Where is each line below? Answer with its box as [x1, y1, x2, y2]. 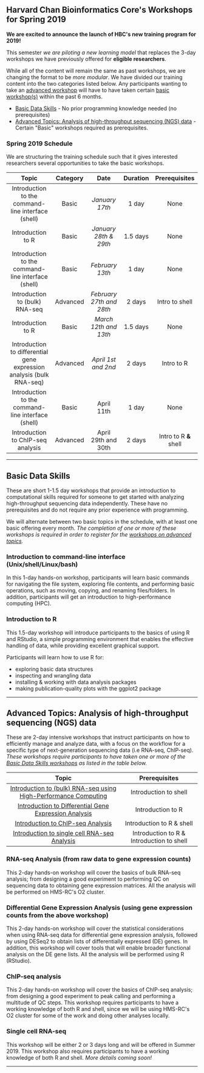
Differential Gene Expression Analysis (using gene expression [6, 903, 193, 912]
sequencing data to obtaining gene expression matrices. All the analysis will [6, 881, 196, 889]
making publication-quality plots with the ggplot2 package [15, 684, 161, 692]
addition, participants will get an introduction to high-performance [6, 593, 172, 601]
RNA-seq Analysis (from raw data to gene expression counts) [6, 855, 191, 863]
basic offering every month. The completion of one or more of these [6, 524, 177, 532]
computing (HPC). [6, 600, 52, 607]
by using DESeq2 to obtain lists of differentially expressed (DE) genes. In [6, 937, 188, 945]
